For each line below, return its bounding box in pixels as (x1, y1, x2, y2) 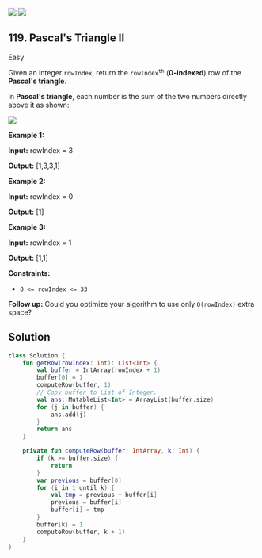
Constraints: (8, 268, 51, 277)
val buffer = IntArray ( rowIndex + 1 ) (36, 366, 161, 374)
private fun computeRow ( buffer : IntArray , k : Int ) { (22, 447, 200, 455)
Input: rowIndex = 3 (8, 145, 74, 155)
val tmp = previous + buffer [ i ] (50, 491, 158, 499)
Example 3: (8, 222, 46, 231)
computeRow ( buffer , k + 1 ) (36, 528, 126, 536)
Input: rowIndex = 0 (8, 191, 74, 201)
